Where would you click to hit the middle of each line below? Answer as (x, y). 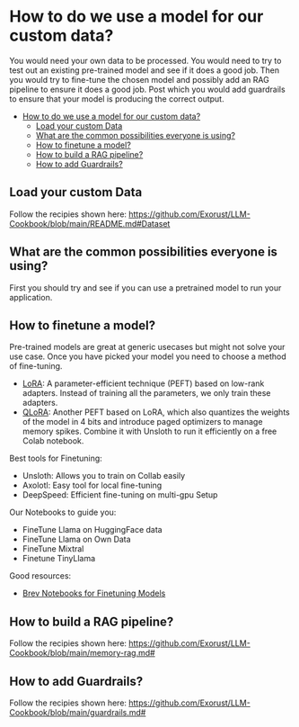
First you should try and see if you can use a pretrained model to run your (145, 287)
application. (31, 297)
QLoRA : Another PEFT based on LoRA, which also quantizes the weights (156, 412)
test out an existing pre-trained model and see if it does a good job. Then (145, 70)
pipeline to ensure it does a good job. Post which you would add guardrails (147, 89)
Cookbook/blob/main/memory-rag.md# (82, 653)
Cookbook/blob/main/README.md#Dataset (90, 223)
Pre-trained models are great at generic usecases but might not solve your (147, 347)
